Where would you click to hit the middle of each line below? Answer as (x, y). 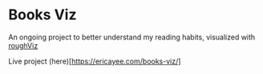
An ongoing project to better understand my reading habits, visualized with (132, 37)
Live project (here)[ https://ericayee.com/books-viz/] (95, 61)
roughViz (23, 45)
